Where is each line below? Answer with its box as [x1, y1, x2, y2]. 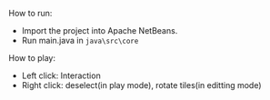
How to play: [8, 53, 56, 63]
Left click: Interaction [21, 70, 101, 81]
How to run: [8, 8, 53, 18]
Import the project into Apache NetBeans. [21, 25, 178, 35]
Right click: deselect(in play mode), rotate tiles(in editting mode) [21, 80, 262, 90]
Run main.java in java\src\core [21, 35, 139, 45]
